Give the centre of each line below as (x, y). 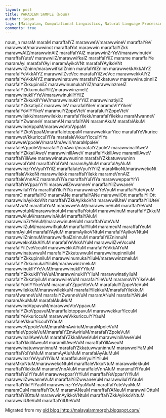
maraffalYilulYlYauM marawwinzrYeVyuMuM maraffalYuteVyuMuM (73, 385)
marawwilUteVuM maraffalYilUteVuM (43, 401)
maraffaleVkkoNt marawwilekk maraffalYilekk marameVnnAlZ (67, 174)
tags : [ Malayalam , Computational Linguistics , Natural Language (73, 24)
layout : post (19, 10)
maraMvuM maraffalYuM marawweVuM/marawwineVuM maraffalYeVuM (79, 206)
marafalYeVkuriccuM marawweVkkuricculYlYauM (55, 316)
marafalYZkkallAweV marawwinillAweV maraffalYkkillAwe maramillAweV (78, 153)
